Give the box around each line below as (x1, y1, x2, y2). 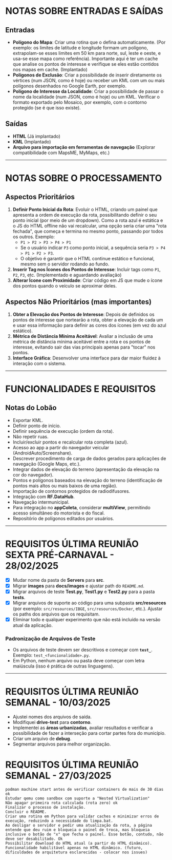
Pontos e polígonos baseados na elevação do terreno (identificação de (12, 477, 163, 483)
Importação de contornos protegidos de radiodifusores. (12, 488, 131, 494)
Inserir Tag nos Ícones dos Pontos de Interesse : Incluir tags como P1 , (12, 266, 161, 272)
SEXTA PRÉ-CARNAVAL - (5, 549, 114, 561)
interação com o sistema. (12, 360, 67, 367)
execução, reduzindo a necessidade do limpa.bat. (5, 818, 114, 824)
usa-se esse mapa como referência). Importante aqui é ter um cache (12, 55, 158, 62)
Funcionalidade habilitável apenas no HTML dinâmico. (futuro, (5, 845, 143, 851)
